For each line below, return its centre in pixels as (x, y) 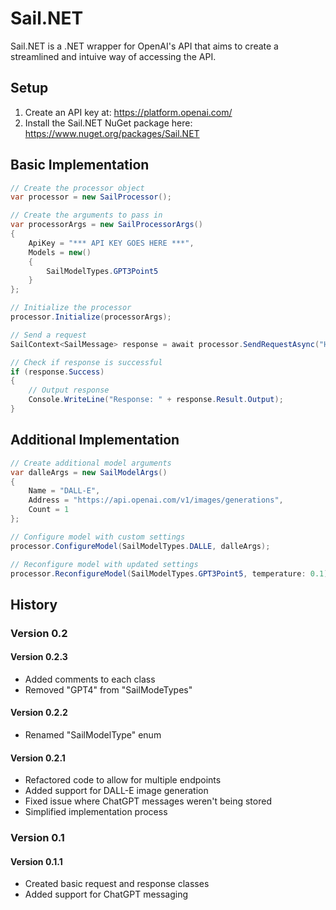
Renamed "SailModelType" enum (93, 735)
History (34, 604)
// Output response (69, 390)
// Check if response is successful (86, 362)
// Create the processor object (77, 188)
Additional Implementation (95, 440)
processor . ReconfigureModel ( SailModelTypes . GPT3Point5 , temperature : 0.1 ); (171, 573)
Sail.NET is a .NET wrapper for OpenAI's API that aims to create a (144, 46)
